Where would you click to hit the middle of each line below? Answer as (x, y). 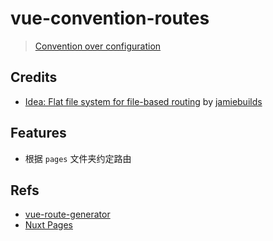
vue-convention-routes (110, 18)
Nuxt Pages (48, 225)
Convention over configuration (98, 46)
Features (38, 133)
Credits (34, 77)
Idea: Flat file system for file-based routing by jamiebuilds (143, 101)
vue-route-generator (67, 214)
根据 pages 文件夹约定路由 (78, 158)
